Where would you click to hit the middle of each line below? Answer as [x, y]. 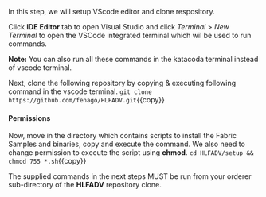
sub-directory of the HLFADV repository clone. [85, 185]
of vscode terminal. [40, 68]
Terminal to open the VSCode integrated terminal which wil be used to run [130, 35]
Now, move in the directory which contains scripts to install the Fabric [123, 136]
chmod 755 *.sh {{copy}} [47, 161]
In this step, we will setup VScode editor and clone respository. [111, 12]
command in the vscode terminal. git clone [80, 91]
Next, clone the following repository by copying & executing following [122, 83]
